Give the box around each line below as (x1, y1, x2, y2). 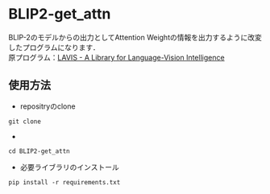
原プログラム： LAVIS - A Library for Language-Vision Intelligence (8, 52, 225, 62)
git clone (8, 118, 42, 126)
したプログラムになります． (8, 42, 101, 52)
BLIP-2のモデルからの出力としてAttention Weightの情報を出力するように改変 (8, 32, 262, 42)
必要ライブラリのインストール (19, 162, 119, 171)
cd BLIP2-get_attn (8, 147, 70, 155)
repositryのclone (19, 101, 76, 111)
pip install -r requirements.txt (8, 178, 121, 186)
